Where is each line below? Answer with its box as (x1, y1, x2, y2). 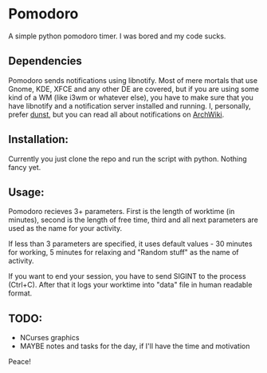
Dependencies (8, 54, 82, 68)
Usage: (8, 185, 45, 199)
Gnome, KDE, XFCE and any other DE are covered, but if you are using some (8, 84, 260, 93)
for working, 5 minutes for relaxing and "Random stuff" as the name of (8, 248, 239, 257)
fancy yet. (8, 162, 41, 172)
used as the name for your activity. (8, 224, 123, 233)
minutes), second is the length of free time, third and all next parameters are (8, 215, 259, 224)
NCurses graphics (19, 333, 80, 343)
